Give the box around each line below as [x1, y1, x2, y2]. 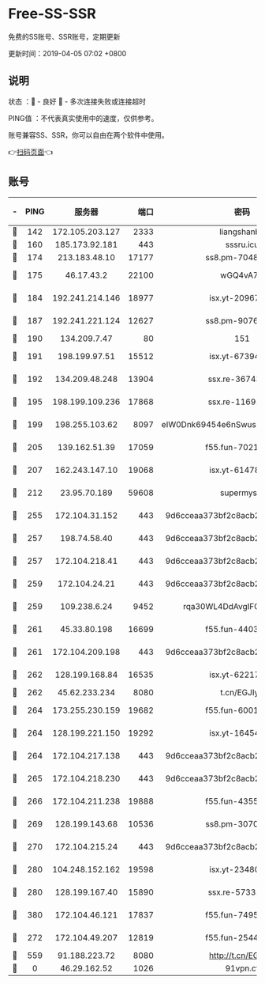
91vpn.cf [225, 963, 259, 974]
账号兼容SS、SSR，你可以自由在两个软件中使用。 [8, 130, 169, 139]
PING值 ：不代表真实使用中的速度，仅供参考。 [8, 113, 159, 123]
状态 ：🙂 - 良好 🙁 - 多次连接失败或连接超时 [8, 97, 146, 106]
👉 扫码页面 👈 [8, 147, 54, 157]
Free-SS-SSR [8, 5, 96, 23]
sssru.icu [225, 239, 259, 250]
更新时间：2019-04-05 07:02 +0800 [8, 48, 127, 58]
